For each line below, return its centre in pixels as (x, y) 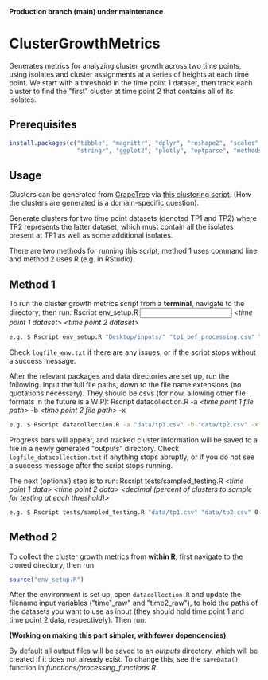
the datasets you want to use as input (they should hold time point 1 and (127, 611)
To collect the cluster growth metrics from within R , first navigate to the (126, 556)
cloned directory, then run (52, 564)
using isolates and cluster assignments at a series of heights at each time (129, 74)
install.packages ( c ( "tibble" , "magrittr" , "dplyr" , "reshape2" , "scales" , (136, 143)
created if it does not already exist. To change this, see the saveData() (124, 659)
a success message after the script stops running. (91, 465)
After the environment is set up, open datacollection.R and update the (125, 595)
